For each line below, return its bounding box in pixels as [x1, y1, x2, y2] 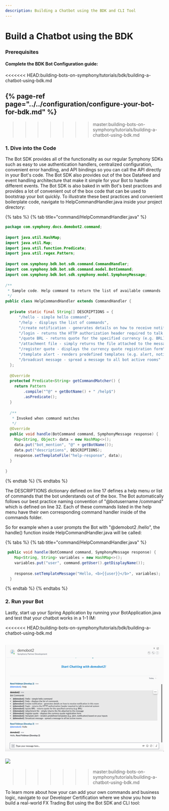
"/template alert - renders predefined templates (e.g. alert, [18, 352, 154, 357]
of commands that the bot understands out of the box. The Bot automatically [5, 493, 164, 499]
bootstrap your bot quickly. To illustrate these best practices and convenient [5, 194, 163, 200]
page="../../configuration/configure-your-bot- [5, 100, 155, 108]
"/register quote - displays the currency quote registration [18, 347, 152, 352]
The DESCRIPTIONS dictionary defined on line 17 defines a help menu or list [5, 488, 162, 494]
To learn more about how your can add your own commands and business [5, 789, 159, 795]
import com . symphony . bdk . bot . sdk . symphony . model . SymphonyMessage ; [5, 272, 147, 277]
